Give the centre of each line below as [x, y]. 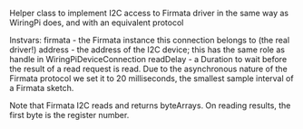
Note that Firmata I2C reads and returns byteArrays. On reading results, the [150, 106]
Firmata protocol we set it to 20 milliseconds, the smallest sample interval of [151, 78]
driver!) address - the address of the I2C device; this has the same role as [147, 50]
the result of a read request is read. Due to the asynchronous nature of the [148, 69]
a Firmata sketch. [42, 88]
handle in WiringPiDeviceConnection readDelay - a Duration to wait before [148, 59]
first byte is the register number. [69, 115]
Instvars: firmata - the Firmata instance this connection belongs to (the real [150, 40]
